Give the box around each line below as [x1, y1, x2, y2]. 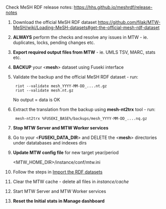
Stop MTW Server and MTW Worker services [12, 125, 109, 130]
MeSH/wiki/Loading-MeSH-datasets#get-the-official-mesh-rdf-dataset [12, 24, 160, 30]
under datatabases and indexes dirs [12, 140, 87, 145]
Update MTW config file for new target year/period [12, 149, 119, 155]
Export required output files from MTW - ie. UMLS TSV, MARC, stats [12, 49, 156, 55]
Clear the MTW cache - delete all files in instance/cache [12, 178, 129, 184]
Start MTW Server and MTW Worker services [12, 188, 106, 194]
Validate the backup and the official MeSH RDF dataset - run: [12, 74, 139, 79]
